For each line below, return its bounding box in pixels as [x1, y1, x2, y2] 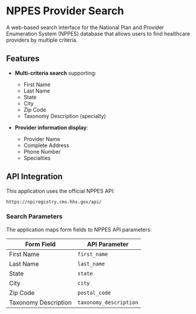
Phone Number [23, 148, 61, 155]
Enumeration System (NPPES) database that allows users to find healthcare [6, 30, 191, 37]
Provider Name [23, 135, 60, 142]
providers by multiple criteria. [6, 36, 78, 43]
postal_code [77, 289, 111, 296]
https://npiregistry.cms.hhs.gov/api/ [6, 199, 102, 205]
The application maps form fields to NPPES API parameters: [6, 226, 152, 233]
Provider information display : [14, 123, 88, 131]
